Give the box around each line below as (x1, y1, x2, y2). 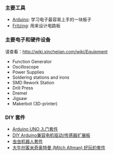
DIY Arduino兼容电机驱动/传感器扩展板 (12, 132, 90, 138)
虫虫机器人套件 (12, 138, 43, 144)
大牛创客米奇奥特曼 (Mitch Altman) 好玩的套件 (12, 145, 106, 151)
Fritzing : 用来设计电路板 (12, 23, 61, 29)
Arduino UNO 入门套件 (12, 126, 58, 132)
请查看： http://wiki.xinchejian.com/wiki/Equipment (5, 49, 108, 54)
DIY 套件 (5, 114, 26, 121)
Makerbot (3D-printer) (12, 101, 58, 106)
